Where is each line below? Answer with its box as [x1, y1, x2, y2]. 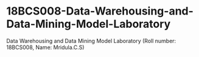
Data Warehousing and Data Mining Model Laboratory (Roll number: [6, 37, 176, 44]
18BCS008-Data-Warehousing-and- [6, 4, 194, 18]
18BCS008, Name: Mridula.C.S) [6, 44, 85, 51]
